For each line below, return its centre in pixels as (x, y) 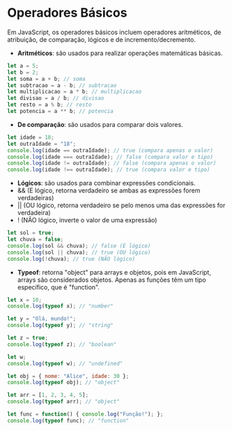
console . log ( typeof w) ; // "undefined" (65, 363)
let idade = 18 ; (31, 137)
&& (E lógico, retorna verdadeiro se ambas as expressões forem (109, 190)
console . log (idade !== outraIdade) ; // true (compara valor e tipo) (109, 170)
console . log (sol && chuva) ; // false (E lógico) (79, 245)
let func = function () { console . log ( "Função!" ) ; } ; (85, 414)
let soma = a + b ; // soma (46, 79)
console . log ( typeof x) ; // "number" (60, 306)
